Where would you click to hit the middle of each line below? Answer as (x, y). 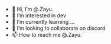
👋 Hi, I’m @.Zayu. (32, 9)
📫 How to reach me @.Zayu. (47, 35)
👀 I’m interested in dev (39, 15)
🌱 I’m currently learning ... (43, 22)
